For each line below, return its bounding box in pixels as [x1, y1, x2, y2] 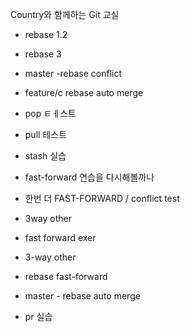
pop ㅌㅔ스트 [24, 108, 77, 119]
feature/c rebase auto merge [24, 87, 144, 98]
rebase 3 [24, 48, 62, 60]
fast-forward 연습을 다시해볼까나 [24, 171, 155, 183]
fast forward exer [24, 232, 97, 243]
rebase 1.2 [24, 29, 68, 40]
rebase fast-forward [24, 271, 108, 282]
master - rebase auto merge [24, 290, 141, 302]
